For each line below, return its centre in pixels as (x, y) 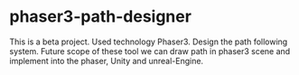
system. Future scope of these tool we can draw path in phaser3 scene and (150, 51)
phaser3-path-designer (101, 17)
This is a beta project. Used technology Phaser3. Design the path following (149, 42)
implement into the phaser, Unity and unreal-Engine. (107, 61)
